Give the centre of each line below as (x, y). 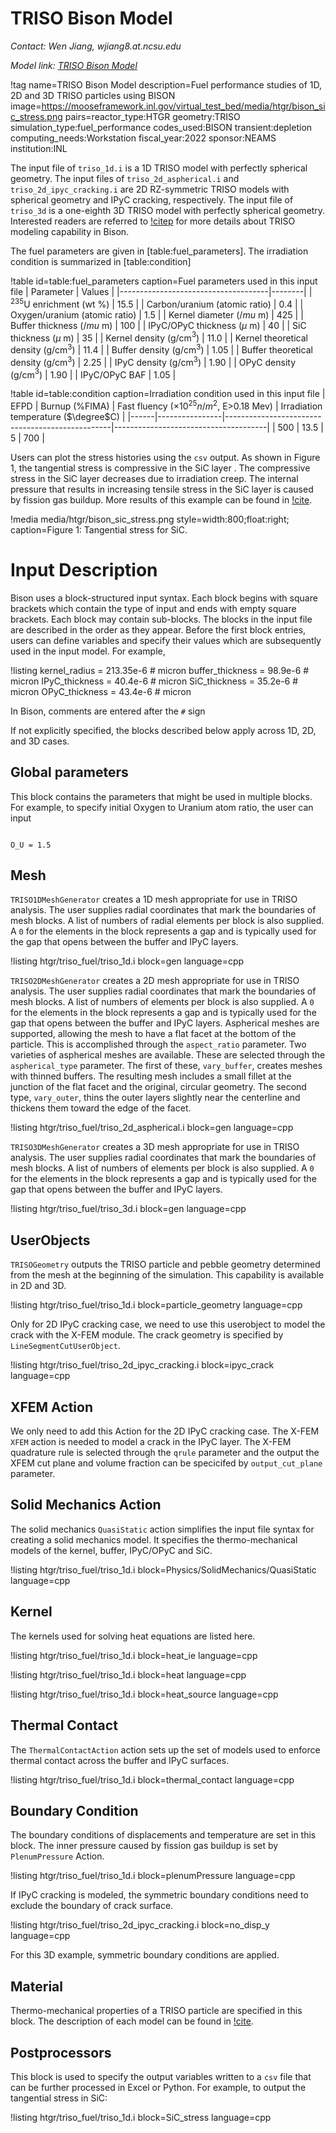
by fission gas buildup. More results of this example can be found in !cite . (161, 499)
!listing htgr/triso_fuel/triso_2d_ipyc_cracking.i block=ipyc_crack (142, 1365)
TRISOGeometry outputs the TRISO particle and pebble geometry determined (165, 1264)
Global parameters (69, 772)
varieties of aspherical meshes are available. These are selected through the (168, 1055)
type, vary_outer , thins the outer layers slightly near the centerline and (155, 1098)
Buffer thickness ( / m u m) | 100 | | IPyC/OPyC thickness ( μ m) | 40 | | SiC (158, 325)
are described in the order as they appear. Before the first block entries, (158, 629)
